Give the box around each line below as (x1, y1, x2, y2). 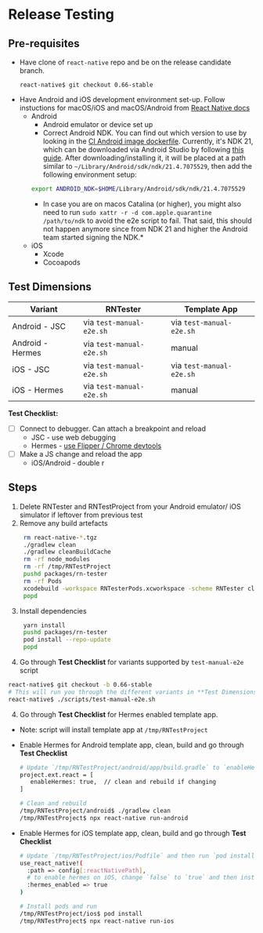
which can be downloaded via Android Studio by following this (42, 145, 244, 154)
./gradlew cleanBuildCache (23, 548, 111, 556)
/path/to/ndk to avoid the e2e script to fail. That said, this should (42, 216, 252, 225)
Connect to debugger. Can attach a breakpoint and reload (19, 424, 206, 433)
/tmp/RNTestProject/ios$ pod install (19, 909, 143, 917)
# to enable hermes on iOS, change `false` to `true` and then (27, 873, 237, 882)
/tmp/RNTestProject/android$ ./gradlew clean (19, 807, 171, 815)
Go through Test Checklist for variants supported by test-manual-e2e (19, 658, 244, 666)
